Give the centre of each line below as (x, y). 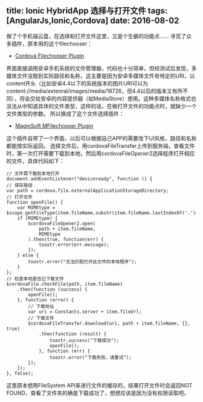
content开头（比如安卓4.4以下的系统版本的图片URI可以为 (77, 83)
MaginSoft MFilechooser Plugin (54, 125)
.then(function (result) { (72, 334)
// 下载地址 (41, 306)
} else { (28, 255)
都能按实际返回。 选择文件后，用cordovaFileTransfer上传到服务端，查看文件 (101, 146)
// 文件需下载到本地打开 (33, 173)
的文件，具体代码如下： (35, 161)
